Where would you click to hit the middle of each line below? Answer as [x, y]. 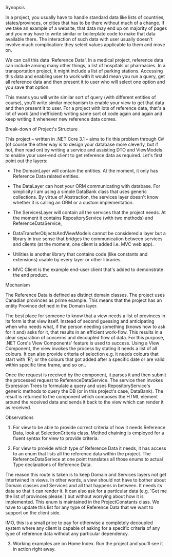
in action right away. [34, 549]
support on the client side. [33, 513]
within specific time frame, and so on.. [46, 365]
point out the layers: [26, 161]
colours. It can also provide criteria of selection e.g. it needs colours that [82, 354]
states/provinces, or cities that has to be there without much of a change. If [85, 23]
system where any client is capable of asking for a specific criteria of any [83, 528]
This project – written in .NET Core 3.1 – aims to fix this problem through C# [85, 139]
